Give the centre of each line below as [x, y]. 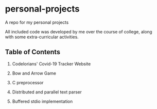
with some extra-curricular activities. [42, 37]
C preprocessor [28, 82]
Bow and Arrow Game [34, 73]
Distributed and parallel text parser [47, 92]
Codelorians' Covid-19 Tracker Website [51, 63]
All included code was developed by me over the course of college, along [78, 31]
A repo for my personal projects [37, 22]
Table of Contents [33, 52]
